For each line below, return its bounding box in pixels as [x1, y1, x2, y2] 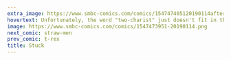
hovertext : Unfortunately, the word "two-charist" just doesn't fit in [7, 17, 217, 23]
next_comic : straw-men [7, 29, 72, 37]
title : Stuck [7, 42, 45, 49]
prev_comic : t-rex [7, 36, 60, 43]
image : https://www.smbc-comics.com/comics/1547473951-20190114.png [7, 23, 208, 30]
